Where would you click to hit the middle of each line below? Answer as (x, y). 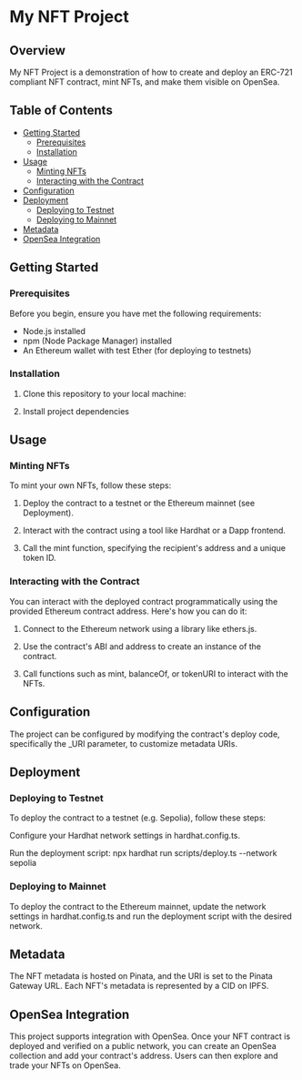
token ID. (39, 558)
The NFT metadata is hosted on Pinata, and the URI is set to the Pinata (141, 976)
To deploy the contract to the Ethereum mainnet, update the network (138, 906)
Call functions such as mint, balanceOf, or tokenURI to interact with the (155, 673)
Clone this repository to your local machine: (104, 393)
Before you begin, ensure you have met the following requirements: (136, 313)
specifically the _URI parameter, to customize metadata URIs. (124, 743)
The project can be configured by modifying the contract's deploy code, (145, 734)
